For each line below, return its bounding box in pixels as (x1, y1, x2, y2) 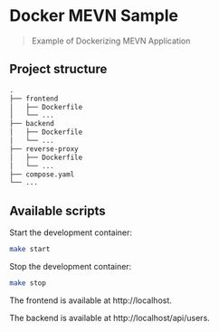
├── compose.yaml (9, 169, 75, 179)
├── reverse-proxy (9, 144, 79, 154)
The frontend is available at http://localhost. (9, 295, 172, 306)
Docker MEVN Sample (9, 5, 179, 26)
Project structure (9, 62, 108, 77)
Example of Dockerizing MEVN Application (31, 35, 191, 46)
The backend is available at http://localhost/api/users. (9, 312, 210, 323)
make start (9, 245, 51, 254)
